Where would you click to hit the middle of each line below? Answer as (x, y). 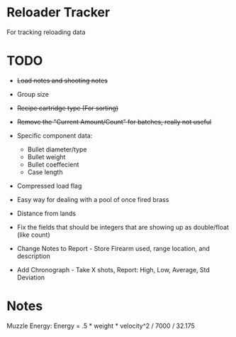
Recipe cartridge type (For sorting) (67, 108)
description (33, 256)
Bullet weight (46, 156)
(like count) (33, 235)
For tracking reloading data (46, 32)
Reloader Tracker (58, 12)
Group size (33, 94)
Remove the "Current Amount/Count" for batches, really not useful (114, 122)
